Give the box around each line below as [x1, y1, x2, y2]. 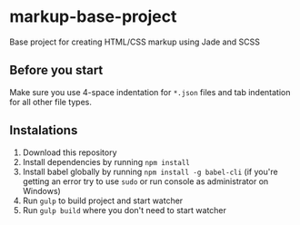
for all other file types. [9, 96, 93, 107]
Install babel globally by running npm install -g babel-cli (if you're [22, 166, 279, 177]
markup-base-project [9, 6, 177, 27]
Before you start [9, 63, 104, 78]
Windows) [22, 185, 61, 196]
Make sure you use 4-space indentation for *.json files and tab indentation [9, 86, 291, 97]
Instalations [9, 122, 78, 138]
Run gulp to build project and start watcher [22, 195, 184, 206]
